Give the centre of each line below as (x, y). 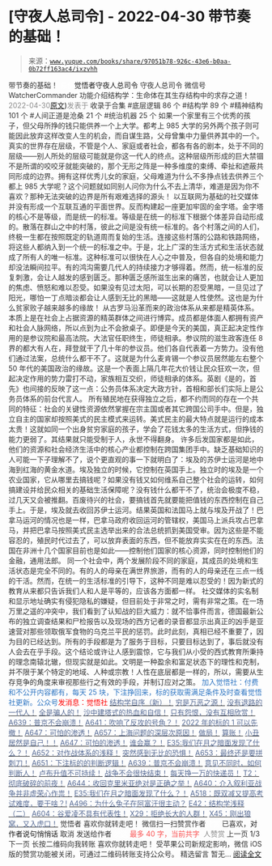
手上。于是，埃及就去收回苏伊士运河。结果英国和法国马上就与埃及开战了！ (132, 510)
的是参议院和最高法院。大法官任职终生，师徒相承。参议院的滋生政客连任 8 (139, 337)
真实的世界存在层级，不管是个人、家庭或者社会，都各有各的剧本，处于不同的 (136, 146)
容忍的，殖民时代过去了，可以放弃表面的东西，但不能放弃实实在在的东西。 (132, 540)
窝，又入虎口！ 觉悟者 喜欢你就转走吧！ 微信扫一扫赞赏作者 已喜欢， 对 (133, 823)
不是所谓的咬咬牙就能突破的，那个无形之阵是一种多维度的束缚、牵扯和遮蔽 (132, 166)
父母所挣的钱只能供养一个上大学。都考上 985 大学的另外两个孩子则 (141, 125)
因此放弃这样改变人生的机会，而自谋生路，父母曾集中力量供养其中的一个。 (139, 135)
